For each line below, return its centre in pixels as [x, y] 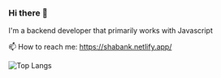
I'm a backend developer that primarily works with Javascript [110, 31]
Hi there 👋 [28, 13]
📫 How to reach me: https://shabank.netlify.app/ [90, 47]
